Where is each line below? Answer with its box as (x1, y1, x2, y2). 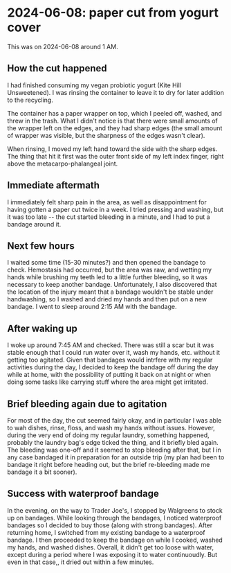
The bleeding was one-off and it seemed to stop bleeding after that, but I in (7, 446, 221, 454)
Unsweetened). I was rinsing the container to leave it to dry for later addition (7, 88, 225, 96)
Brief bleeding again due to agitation (7, 398, 167, 409)
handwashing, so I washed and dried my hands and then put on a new (7, 295, 207, 303)
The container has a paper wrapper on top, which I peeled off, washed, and (7, 109, 223, 117)
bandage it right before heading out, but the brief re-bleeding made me (7, 461, 210, 468)
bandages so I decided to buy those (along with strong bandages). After (7, 521, 213, 529)
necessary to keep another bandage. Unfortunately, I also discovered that (7, 281, 217, 289)
